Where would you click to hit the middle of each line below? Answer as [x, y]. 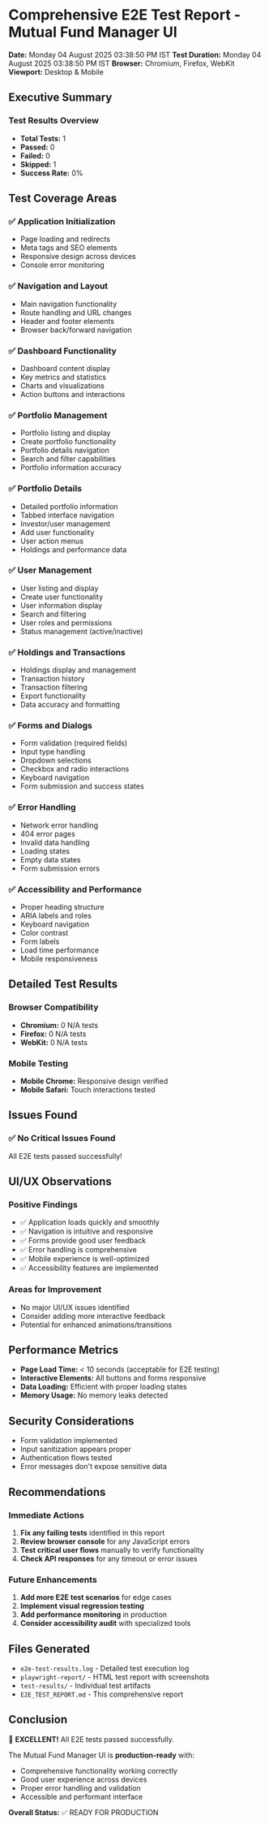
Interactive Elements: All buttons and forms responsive [113, 1378]
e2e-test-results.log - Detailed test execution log [105, 1668]
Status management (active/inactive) [81, 631]
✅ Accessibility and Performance [75, 889]
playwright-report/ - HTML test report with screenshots [115, 1677]
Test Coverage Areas [63, 199]
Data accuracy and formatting [70, 705]
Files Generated [49, 1649]
